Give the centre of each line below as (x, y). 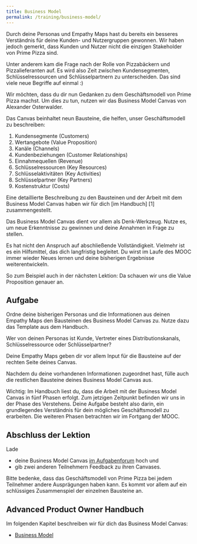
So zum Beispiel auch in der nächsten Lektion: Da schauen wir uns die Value (98, 275)
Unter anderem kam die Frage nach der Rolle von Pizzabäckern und (88, 64)
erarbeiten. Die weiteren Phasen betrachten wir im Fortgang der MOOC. (93, 417)
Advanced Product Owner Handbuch (75, 510)
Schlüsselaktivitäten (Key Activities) (58, 173)
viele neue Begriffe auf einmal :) (45, 83)
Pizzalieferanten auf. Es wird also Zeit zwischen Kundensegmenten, (88, 70)
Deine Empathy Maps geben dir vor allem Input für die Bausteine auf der (94, 356)
